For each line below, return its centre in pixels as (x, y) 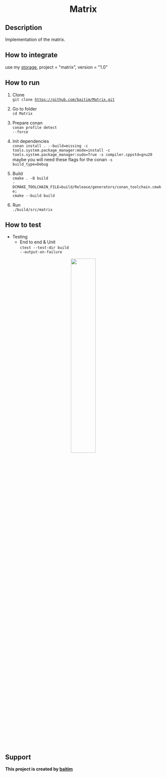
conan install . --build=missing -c (50, 146)
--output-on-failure (41, 252)
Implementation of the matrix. (35, 39)
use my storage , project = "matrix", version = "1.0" (56, 67)
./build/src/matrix (32, 210)
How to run (23, 83)
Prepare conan (28, 122)
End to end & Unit (38, 242)
